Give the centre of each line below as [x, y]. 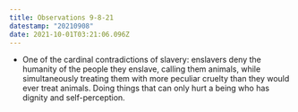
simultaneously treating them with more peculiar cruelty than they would [156, 79]
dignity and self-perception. [73, 98]
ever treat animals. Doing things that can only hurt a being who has [146, 88]
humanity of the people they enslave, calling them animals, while [141, 69]
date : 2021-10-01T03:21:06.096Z [69, 34]
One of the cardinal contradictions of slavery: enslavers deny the [141, 60]
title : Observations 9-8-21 [62, 17]
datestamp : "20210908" [51, 26]
